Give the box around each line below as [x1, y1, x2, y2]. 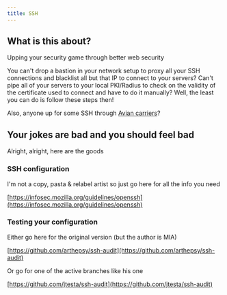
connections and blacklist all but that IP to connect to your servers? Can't [7, 74, 214, 82]
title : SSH [7, 10, 38, 17]
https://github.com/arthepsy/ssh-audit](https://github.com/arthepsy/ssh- [9, 246, 215, 254]
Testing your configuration [7, 217, 98, 227]
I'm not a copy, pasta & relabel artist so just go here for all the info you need [7, 179, 221, 188]
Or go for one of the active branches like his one [7, 266, 144, 274]
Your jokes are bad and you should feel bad [7, 129, 195, 140]
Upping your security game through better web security [7, 53, 165, 62]
